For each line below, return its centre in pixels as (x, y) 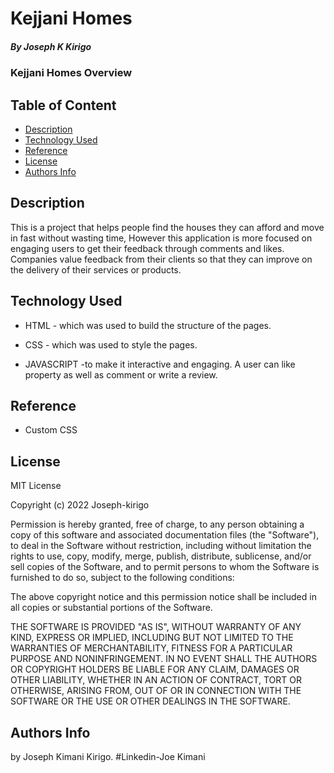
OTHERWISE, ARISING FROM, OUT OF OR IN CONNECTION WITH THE (156, 691)
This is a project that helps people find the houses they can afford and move (167, 227)
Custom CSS (51, 430)
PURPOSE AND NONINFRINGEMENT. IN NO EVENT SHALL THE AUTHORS (164, 659)
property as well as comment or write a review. (121, 374)
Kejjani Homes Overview (71, 73)
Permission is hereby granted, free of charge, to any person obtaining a (157, 524)
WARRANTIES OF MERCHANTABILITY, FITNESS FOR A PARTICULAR (151, 648)
